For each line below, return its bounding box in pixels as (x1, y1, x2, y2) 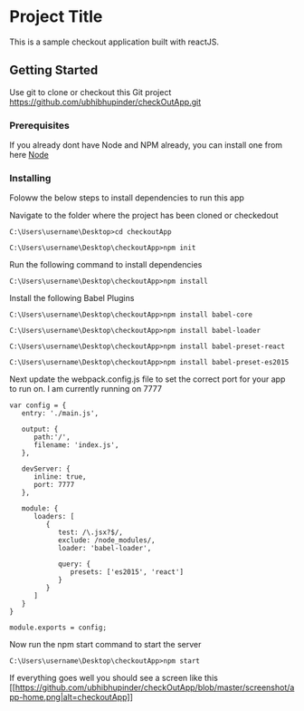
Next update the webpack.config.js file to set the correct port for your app (9, 374, 286, 385)
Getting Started (9, 63, 99, 78)
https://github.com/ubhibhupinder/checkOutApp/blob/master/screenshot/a (14, 682, 295, 693)
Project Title (9, 6, 103, 27)
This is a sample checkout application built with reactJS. (9, 36, 220, 47)
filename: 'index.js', (33, 441, 119, 450)
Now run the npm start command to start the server (9, 639, 202, 650)
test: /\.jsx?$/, (57, 528, 124, 537)
